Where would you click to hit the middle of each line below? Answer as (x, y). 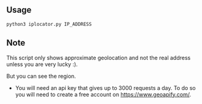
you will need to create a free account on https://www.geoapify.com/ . (103, 94)
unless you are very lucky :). (42, 64)
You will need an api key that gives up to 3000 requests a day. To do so (105, 87)
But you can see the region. (41, 76)
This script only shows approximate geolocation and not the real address (99, 58)
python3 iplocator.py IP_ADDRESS (49, 24)
